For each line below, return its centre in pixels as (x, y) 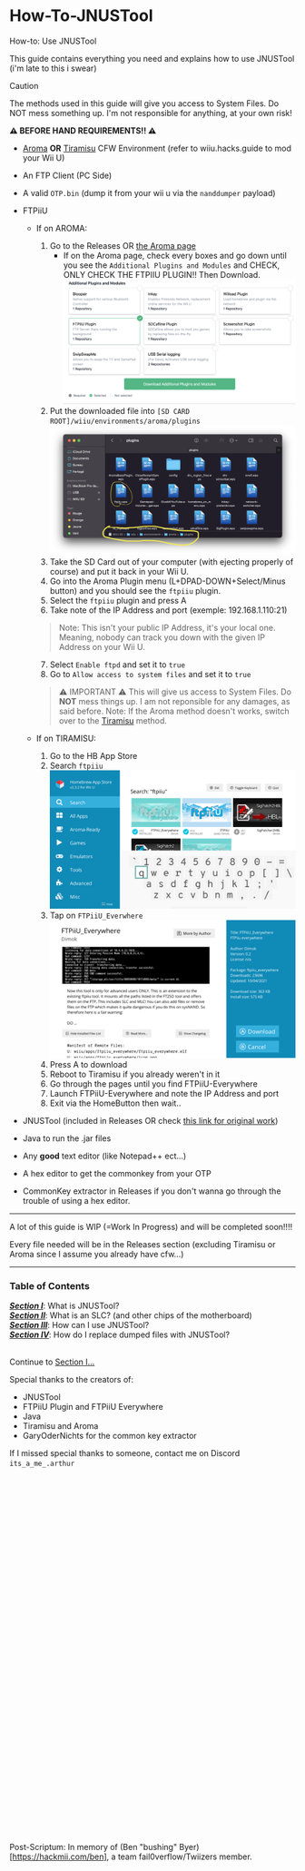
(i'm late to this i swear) (53, 68)
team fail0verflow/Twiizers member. (185, 1856)
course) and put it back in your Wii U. (119, 572)
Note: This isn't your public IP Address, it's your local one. (167, 628)
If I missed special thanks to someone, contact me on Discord (125, 1453)
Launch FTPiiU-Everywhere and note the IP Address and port (164, 1093)
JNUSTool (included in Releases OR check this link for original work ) (150, 1120)
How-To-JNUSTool (81, 16)
